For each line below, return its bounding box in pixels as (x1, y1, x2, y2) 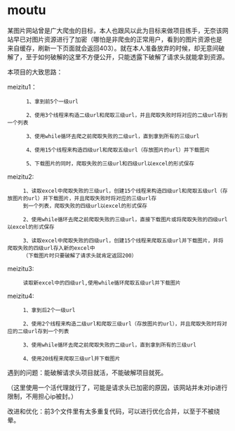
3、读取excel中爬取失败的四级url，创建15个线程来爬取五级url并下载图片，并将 (22, 237, 224, 244)
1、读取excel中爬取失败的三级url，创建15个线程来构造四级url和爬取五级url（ (22, 187, 223, 194)
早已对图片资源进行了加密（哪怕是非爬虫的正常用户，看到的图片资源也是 (13, 35, 222, 44)
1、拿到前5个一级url (25, 98, 79, 105)
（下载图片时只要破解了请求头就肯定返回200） (22, 252, 137, 259)
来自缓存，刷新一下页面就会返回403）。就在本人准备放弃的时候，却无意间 (7, 44, 219, 52)
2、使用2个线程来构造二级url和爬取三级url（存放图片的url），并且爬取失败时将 (22, 320, 222, 327)
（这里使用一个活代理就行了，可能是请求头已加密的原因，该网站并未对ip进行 (7, 383, 228, 392)
